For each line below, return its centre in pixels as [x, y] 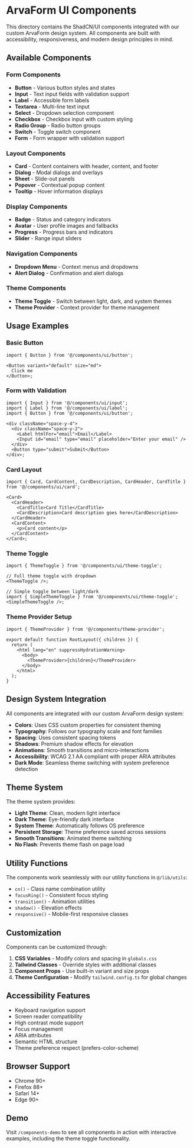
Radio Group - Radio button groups [58, 125]
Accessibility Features [48, 996]
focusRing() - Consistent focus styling [61, 895]
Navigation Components [42, 254]
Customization [34, 933]
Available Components [49, 58]
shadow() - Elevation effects [48, 908]
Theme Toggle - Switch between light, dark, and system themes [93, 301]
